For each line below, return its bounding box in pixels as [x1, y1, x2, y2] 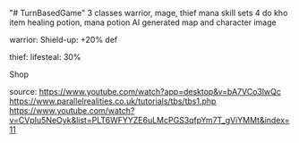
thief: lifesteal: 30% [9, 52, 81, 62]
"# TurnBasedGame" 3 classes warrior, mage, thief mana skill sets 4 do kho [9, 8, 288, 18]
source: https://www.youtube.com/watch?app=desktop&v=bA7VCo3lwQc [9, 87, 282, 97]
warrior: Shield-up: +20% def [9, 35, 118, 45]
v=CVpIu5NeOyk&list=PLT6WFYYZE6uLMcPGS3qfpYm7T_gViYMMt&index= [9, 115, 290, 125]
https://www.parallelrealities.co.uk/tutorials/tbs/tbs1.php [9, 96, 217, 106]
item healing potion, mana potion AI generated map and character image [9, 17, 277, 28]
